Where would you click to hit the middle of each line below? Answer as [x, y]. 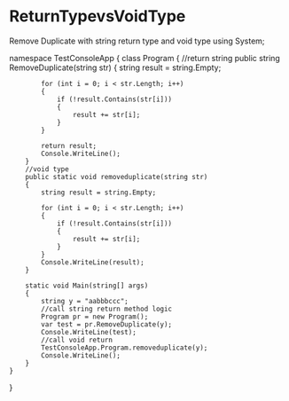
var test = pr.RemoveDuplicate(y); [107, 324]
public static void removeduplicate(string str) [117, 177]
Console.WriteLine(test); [89, 332]
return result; [69, 145]
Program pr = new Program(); [95, 317]
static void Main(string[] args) [87, 286]
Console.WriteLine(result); [93, 262]
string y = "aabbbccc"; [85, 301]
